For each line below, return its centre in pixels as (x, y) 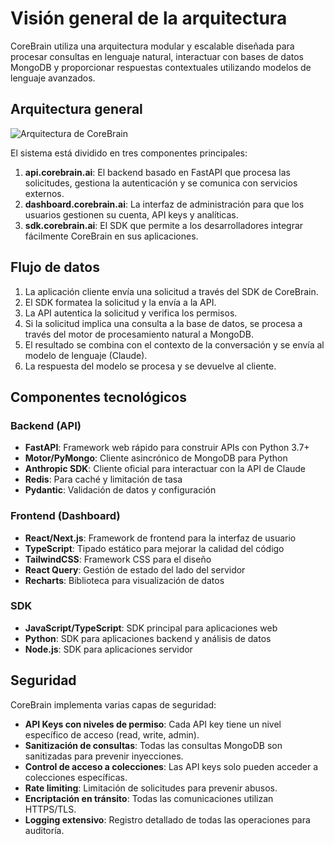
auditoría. (44, 830)
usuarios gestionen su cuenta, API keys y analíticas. (131, 214)
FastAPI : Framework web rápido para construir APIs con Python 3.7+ (167, 448)
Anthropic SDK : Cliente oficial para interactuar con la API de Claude (165, 469)
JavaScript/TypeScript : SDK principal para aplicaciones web (151, 628)
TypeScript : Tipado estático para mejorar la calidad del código (154, 548)
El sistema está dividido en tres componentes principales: (129, 153)
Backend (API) (46, 425)
